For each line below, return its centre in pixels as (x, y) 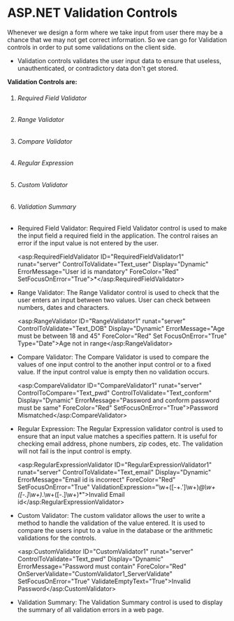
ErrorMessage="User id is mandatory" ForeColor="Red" (98, 272)
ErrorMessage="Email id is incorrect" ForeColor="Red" (96, 480)
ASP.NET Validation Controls (93, 13)
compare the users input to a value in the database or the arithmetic (115, 531)
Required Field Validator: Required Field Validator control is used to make (122, 228)
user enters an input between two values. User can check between (114, 300)
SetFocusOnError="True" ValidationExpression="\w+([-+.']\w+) (108, 487)
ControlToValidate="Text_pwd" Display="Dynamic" (90, 559)
